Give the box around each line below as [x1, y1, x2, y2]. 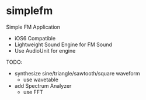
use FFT [23, 88, 43, 95]
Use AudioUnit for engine [14, 47, 76, 54]
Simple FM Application [6, 23, 60, 30]
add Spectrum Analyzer [14, 82, 72, 89]
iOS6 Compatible [14, 35, 56, 42]
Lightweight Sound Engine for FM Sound [14, 41, 113, 48]
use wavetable [23, 76, 58, 83]
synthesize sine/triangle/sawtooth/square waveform [14, 70, 140, 77]
